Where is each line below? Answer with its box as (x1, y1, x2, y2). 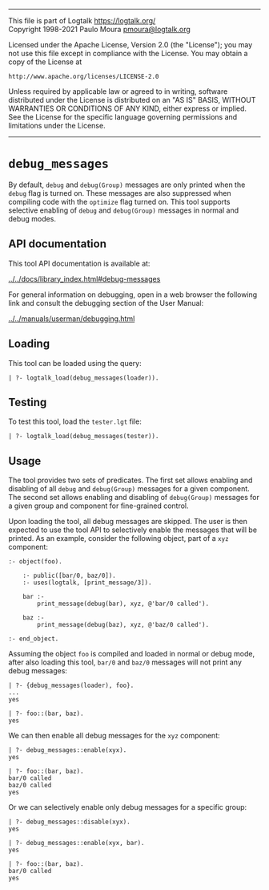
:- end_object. (8, 635, 59, 643)
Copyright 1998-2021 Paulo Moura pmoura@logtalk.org (8, 25, 191, 34)
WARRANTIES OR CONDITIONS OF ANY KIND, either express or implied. (8, 104, 247, 113)
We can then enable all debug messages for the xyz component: (8, 731, 220, 741)
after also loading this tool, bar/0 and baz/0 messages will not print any (8, 657, 243, 667)
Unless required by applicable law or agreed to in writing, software (8, 87, 228, 96)
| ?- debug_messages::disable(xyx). (8, 818, 130, 827)
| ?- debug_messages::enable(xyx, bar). (8, 839, 146, 847)
